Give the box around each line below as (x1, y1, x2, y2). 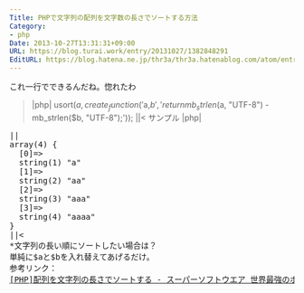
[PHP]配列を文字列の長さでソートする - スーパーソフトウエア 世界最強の (9, 274, 290, 285)
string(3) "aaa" (18, 194, 91, 203)
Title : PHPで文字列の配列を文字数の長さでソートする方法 (9, 13, 199, 23)
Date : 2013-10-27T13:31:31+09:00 (9, 38, 136, 48)
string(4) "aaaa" (18, 212, 96, 222)
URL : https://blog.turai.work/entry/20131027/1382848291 (9, 47, 229, 56)
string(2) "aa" (18, 175, 86, 185)
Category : (9, 22, 47, 31)
